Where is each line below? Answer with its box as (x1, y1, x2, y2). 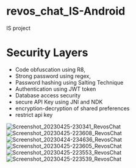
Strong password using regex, (15, 72, 91, 80)
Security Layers (6, 46, 88, 60)
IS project (6, 24, 30, 32)
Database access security (15, 91, 81, 99)
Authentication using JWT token (15, 85, 96, 93)
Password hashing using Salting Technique (15, 79, 124, 86)
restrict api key (15, 111, 53, 118)
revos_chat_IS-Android (6, 4, 126, 18)
